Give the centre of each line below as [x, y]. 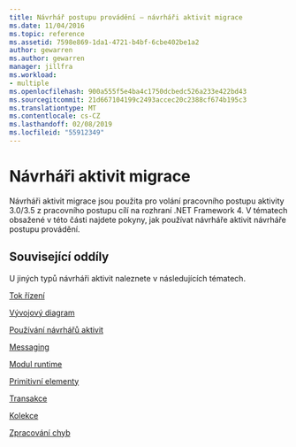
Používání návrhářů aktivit [57, 329]
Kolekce [24, 415]
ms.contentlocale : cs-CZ [55, 116]
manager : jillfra [41, 67]
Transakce [28, 398]
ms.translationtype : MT [53, 108]
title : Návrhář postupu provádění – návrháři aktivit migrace [126, 17]
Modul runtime [36, 364]
